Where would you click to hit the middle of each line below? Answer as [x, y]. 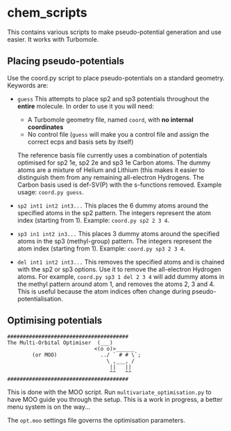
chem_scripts [48, 13]
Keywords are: [28, 85]
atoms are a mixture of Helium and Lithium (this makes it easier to [111, 170]
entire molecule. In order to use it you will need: [86, 106]
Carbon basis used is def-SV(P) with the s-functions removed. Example [119, 185]
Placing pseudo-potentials [66, 61]
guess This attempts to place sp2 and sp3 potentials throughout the [113, 99]
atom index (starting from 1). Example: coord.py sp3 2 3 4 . [101, 248]
